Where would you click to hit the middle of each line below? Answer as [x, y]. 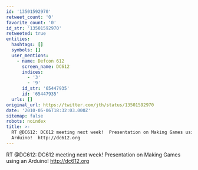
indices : [32, 72]
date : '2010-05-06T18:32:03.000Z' [49, 110]
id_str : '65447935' [45, 89]
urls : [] [22, 99]
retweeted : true [26, 34]
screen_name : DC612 [45, 66]
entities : [18, 39]
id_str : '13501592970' [34, 28]
